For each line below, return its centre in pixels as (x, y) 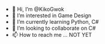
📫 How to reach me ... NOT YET (52, 35)
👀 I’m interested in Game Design (52, 15)
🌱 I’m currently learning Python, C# (55, 22)
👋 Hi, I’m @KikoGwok (38, 9)
